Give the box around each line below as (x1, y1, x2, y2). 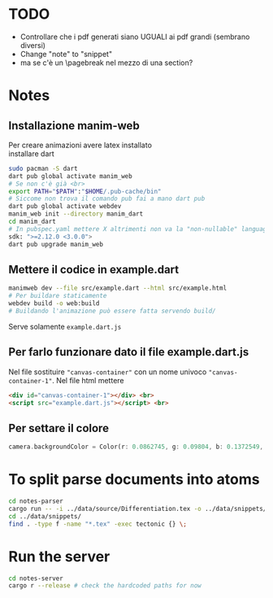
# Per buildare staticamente (8, 292, 107, 300)
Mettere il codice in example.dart (8, 262, 180, 277)
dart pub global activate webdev (8, 203, 122, 211)
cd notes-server (8, 574, 63, 583)
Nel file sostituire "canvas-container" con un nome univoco (8, 367, 207, 377)
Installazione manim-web (8, 119, 140, 133)
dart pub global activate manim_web (8, 172, 132, 180)
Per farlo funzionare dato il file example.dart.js (8, 345, 249, 359)
